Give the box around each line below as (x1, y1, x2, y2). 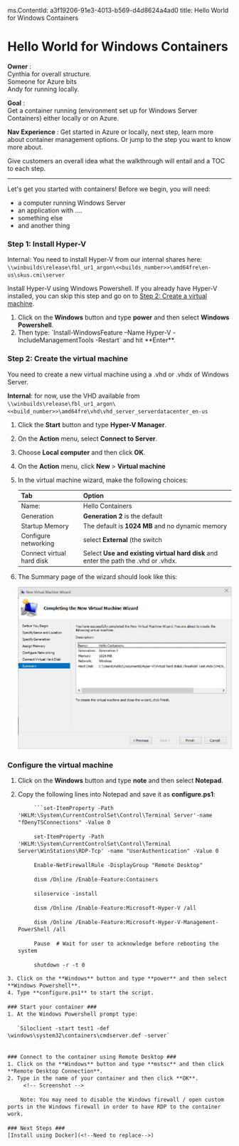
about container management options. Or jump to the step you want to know (7, 135, 231, 143)
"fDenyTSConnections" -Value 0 (17, 819, 111, 827)
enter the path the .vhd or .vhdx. (83, 556, 178, 566)
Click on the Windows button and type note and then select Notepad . (17, 777, 224, 785)
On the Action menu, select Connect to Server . (17, 434, 158, 443)
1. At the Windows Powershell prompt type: (7, 1011, 139, 1018)
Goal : (7, 98, 26, 107)
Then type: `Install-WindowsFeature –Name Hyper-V (17, 328, 171, 337)
